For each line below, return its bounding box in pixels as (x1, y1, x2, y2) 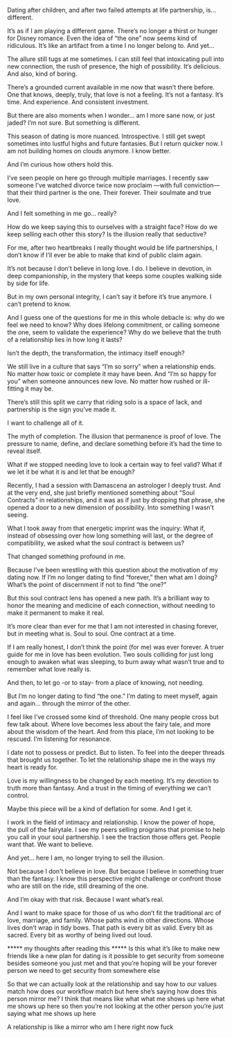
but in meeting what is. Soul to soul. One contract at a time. (7, 629, 176, 638)
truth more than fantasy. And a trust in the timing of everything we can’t (7, 784, 211, 792)
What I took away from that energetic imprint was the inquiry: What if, (7, 524, 206, 532)
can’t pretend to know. (7, 300, 71, 308)
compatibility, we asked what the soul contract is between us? (7, 539, 185, 547)
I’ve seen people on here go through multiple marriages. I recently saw (7, 173, 209, 182)
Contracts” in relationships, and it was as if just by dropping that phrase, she (7, 496, 225, 504)
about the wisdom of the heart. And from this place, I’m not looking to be (7, 728, 215, 735)
